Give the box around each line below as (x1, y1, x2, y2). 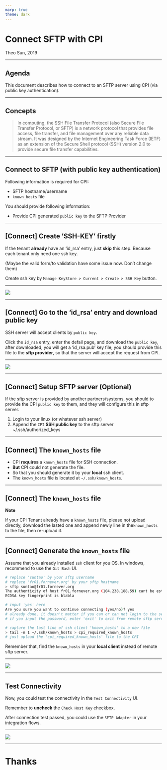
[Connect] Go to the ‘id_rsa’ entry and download (5, 308, 158, 317)
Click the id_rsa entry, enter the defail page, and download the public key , (5, 339, 159, 345)
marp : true (5, 7, 28, 12)
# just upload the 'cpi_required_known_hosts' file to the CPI (5, 634, 139, 639)
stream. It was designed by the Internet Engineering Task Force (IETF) (17, 136, 161, 142)
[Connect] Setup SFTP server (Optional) (5, 382, 132, 391)
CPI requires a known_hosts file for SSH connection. (12, 459, 118, 465)
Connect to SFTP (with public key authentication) (5, 165, 161, 174)
